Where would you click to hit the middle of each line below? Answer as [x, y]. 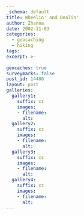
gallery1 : [24, 96]
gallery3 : [24, 152]
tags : [13, 51]
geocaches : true [26, 68]
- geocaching [28, 40]
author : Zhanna [25, 23]
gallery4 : [24, 180]
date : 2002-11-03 [28, 29]
